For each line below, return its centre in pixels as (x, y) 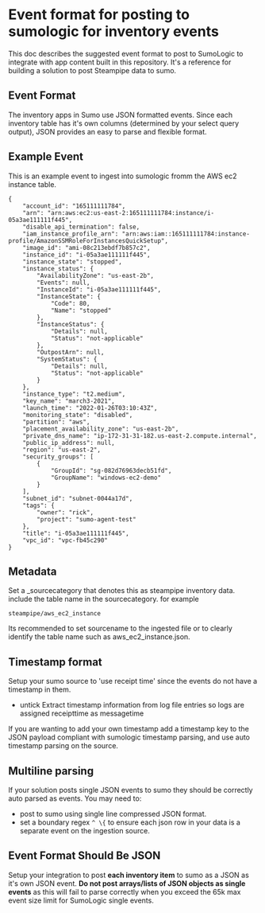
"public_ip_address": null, (69, 443)
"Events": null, (63, 283)
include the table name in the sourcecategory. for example (104, 599)
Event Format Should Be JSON (84, 856)
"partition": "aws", (56, 422)
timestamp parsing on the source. (63, 746)
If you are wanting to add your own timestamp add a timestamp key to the (129, 729)
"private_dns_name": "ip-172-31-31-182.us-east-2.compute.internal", (140, 435)
